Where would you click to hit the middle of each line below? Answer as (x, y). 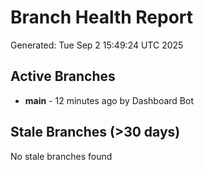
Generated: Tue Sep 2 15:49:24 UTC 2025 (97, 45)
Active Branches (63, 76)
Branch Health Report (102, 17)
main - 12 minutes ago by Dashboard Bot (109, 100)
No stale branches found (61, 156)
